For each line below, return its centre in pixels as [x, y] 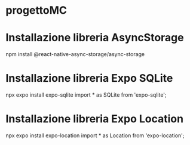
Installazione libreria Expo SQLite [89, 78]
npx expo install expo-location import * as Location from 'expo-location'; [95, 135]
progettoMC [36, 10]
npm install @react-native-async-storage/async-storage [75, 54]
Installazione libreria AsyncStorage [95, 38]
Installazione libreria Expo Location [94, 119]
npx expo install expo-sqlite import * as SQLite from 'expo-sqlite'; [86, 95]
